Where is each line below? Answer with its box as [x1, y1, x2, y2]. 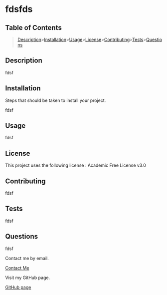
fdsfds [5, 3, 33, 15]
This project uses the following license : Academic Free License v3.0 [5, 162, 146, 168]
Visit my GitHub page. [5, 275, 50, 281]
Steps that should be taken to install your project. [5, 97, 106, 103]
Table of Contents [5, 23, 62, 32]
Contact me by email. [5, 255, 49, 261]
